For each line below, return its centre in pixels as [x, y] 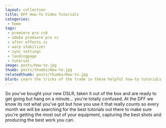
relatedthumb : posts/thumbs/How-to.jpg [47, 75]
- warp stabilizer [26, 47]
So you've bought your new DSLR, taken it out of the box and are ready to [81, 93]
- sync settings [24, 51]
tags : [11, 28]
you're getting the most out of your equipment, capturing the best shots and [83, 115]
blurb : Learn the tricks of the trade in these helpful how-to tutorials [83, 79]
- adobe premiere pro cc [33, 38]
